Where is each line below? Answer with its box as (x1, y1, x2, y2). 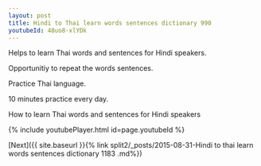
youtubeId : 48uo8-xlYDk (8, 26, 88, 34)
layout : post (8, 11, 52, 20)
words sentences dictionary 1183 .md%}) (8, 149, 142, 159)
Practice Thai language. (8, 79, 86, 88)
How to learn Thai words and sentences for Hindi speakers (8, 110, 201, 119)
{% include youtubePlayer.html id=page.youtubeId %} (8, 125, 185, 135)
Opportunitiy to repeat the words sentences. (8, 64, 154, 73)
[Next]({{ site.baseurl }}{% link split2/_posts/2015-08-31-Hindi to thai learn (8, 141, 254, 150)
